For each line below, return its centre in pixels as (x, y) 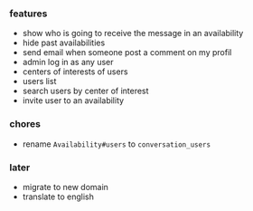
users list (39, 82)
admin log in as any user (68, 62)
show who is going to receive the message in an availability (133, 34)
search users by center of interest (85, 91)
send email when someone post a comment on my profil (127, 53)
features (28, 14)
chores (25, 124)
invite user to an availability (73, 101)
